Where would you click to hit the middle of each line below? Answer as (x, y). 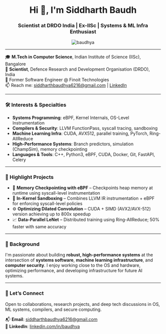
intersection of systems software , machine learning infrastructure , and (79, 260)
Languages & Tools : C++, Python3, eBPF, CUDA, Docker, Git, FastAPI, (83, 154)
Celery (19, 160)
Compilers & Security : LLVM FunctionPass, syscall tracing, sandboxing (85, 128)
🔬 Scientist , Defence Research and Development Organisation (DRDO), (78, 69)
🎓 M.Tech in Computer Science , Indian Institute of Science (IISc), (73, 57)
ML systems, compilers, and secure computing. (54, 309)
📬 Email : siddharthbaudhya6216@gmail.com (51, 319)
